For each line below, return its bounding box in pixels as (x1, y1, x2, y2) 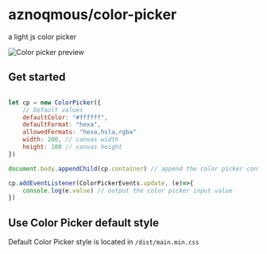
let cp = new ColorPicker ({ (8, 98, 102, 107)
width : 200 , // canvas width (22, 135, 119, 144)
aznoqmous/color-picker (8, 6, 177, 24)
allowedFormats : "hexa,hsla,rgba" (22, 128, 137, 136)
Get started (8, 70, 66, 84)
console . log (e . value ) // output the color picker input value (22, 186, 233, 194)
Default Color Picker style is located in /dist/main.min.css (8, 237, 199, 247)
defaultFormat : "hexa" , (22, 121, 102, 129)
